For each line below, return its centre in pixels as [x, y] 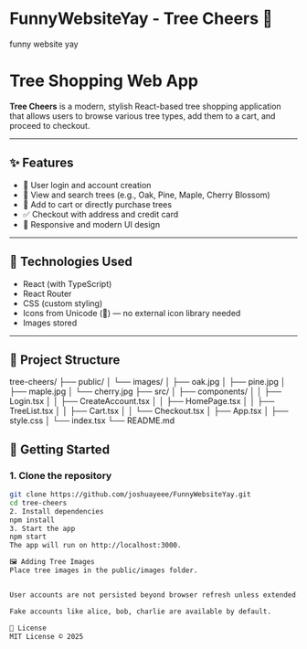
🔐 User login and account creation [87, 185]
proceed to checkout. [50, 125]
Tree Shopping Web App [104, 81]
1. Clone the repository [61, 475]
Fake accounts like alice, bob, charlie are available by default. [141, 612]
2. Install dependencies [57, 511]
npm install [32, 520]
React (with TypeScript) [67, 283]
